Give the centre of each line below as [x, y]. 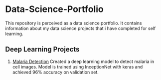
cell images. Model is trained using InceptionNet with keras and [78, 66]
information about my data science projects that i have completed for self [80, 28]
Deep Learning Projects [42, 49]
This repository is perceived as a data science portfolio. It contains [74, 23]
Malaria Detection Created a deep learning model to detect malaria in [83, 61]
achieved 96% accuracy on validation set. [55, 72]
